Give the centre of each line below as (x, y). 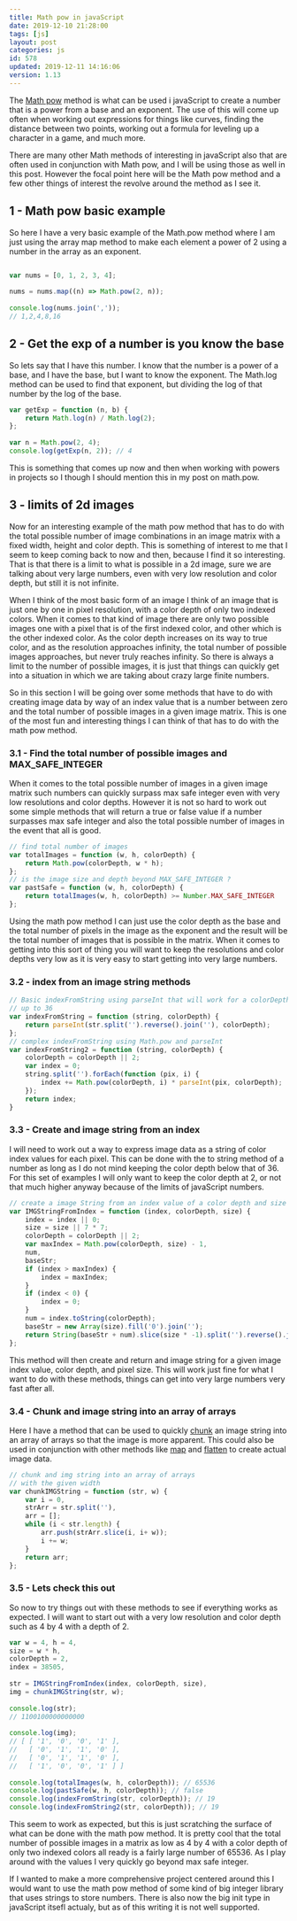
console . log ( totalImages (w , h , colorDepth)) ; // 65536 (112, 1782)
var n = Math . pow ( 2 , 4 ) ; (55, 443)
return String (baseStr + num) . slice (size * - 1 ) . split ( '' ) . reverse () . (156, 1335)
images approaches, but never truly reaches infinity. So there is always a (141, 656)
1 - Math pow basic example (88, 211)
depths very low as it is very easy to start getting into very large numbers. (144, 958)
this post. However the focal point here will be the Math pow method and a (145, 174)
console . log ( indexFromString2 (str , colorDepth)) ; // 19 (114, 1808)
